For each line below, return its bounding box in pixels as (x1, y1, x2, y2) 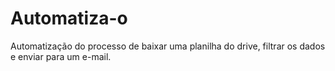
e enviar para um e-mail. (10, 50, 112, 62)
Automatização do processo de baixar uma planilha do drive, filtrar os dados (10, 40, 326, 52)
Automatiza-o (10, 7, 128, 30)
